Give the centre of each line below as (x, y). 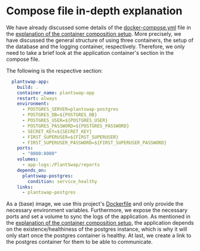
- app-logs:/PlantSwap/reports (61, 165)
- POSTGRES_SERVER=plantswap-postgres (70, 109)
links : (25, 187)
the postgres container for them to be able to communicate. (80, 242)
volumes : (28, 159)
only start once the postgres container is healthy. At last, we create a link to (99, 235)
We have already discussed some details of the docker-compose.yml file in (99, 27)
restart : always (37, 98)
